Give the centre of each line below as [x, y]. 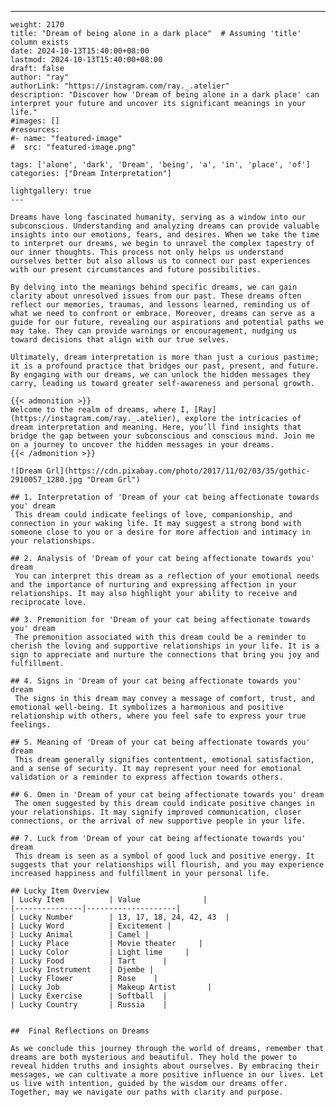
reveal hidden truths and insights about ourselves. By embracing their [165, 1066]
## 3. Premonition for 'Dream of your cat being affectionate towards [160, 620]
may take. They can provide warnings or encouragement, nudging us [154, 331]
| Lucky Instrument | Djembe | [82, 970]
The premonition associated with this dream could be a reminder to [160, 637]
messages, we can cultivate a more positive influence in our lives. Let [167, 1075]
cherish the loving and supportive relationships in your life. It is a [165, 646]
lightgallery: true [51, 191]
